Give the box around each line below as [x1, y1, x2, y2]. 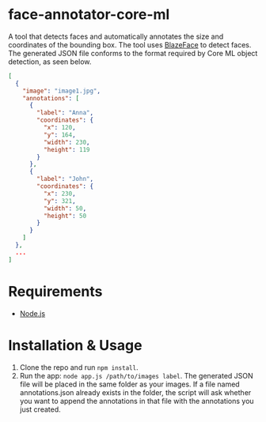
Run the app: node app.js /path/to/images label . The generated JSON [19, 371, 253, 380]
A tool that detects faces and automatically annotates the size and [8, 32, 224, 41]
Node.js [19, 308, 46, 318]
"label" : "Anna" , [36, 109, 93, 117]
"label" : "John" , [36, 175, 93, 183]
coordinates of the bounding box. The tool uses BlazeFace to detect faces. [8, 40, 252, 49]
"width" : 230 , [43, 138, 90, 146]
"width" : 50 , [43, 204, 87, 213]
